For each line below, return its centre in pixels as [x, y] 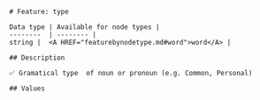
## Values [27, 89]
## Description [37, 58]
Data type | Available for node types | [85, 27]
